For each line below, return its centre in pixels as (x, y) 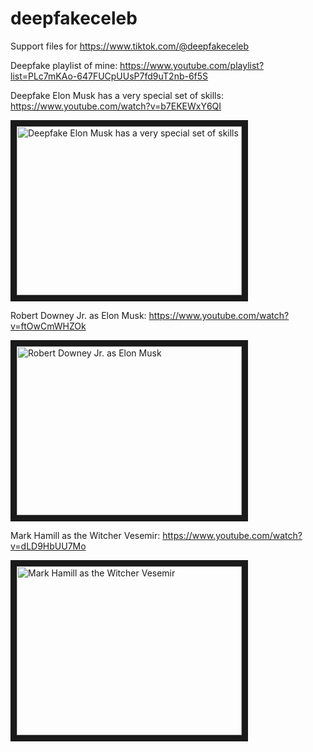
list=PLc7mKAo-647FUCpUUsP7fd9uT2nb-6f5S (109, 76)
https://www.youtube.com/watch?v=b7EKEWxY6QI (116, 106)
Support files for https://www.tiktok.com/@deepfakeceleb (130, 46)
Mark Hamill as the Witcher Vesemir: (85, 535)
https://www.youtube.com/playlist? (192, 65)
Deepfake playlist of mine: (64, 65)
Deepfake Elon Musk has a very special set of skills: (117, 95)
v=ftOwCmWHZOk (48, 326)
